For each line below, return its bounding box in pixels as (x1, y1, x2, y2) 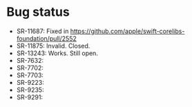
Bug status (6, 4, 70, 20)
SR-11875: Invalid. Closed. (16, 41, 90, 50)
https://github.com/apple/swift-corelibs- (70, 27, 185, 35)
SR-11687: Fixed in (16, 27, 69, 35)
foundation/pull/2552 (16, 34, 77, 42)
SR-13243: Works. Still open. (16, 49, 98, 57)
